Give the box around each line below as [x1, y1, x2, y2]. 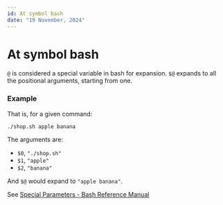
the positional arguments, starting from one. [7, 77, 133, 85]
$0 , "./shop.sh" [17, 148, 62, 157]
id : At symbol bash [7, 10, 64, 17]
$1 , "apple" [17, 156, 50, 164]
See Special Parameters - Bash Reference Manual [7, 190, 150, 198]
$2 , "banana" [17, 163, 53, 172]
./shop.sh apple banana [7, 123, 76, 130]
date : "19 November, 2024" [7, 17, 85, 24]
